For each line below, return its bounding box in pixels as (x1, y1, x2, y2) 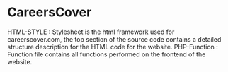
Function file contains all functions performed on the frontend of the (7, 50, 206, 59)
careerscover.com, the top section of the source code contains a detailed (7, 35, 222, 43)
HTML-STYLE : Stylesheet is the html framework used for (7, 28, 175, 36)
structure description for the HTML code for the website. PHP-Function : (7, 42, 218, 51)
